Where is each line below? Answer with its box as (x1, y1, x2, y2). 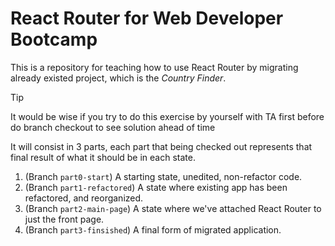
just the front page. (24, 213, 105, 225)
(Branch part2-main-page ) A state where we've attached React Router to (24, 202, 322, 214)
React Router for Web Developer (10, 7, 284, 30)
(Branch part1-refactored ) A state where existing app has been (24, 181, 288, 193)
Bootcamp (10, 28, 98, 51)
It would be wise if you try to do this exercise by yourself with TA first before (10, 110, 325, 122)
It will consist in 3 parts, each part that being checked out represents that (10, 140, 313, 152)
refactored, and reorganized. (24, 192, 144, 204)
